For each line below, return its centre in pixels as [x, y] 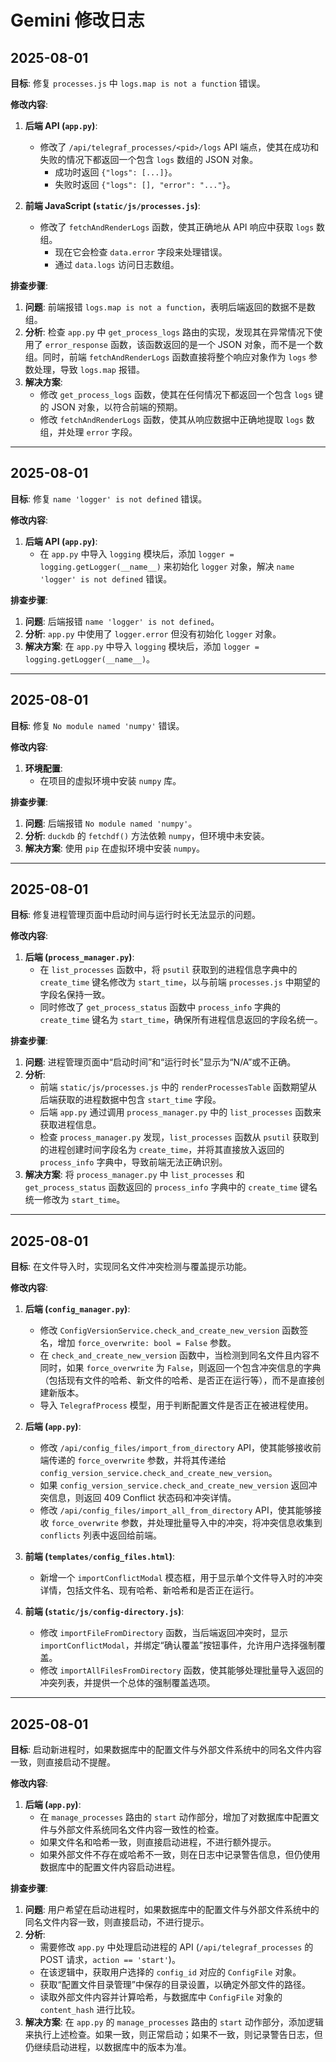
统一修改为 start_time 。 [75, 1200]
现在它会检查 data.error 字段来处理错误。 [141, 252]
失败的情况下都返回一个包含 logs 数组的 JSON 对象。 [149, 159]
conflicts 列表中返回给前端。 [100, 1535]
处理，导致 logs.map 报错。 [89, 369]
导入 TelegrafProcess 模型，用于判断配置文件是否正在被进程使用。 [176, 1405]
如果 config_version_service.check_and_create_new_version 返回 [174, 1485]
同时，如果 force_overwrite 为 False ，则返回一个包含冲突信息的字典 [180, 1368]
